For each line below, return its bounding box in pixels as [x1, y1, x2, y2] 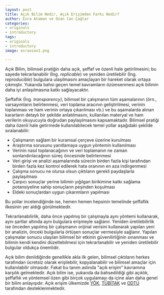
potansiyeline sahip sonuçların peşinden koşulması [12, 184, 115, 190]
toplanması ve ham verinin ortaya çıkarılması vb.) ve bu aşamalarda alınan [5, 106, 155, 113]
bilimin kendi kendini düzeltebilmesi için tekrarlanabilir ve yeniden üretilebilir [5, 239, 159, 245]
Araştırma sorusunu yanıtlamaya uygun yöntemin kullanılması [12, 142, 136, 148]
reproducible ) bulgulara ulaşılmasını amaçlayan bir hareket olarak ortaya [5, 76, 151, 82]
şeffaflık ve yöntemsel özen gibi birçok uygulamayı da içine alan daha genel [5, 275, 158, 281]
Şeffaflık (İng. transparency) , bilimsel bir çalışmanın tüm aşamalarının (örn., [5, 96, 157, 102]
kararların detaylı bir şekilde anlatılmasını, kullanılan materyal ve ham [5, 112, 144, 118]
